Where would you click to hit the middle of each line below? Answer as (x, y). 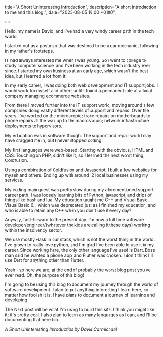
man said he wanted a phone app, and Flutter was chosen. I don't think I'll (79, 255)
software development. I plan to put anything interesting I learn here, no (77, 289)
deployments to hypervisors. (34, 126)
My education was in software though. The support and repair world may (78, 135)
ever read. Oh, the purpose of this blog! (45, 275)
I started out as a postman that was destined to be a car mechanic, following (82, 46)
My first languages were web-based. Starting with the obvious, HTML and (79, 150)
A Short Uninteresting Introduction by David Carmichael (61, 329)
